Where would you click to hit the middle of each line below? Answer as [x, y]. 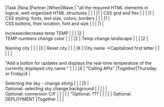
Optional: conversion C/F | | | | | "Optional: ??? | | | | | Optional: [68, 94]
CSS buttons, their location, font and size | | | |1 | [55, 23]
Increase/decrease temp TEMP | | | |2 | [45, 33]
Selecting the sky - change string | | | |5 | [47, 83]
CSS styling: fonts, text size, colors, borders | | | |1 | [57, 18]
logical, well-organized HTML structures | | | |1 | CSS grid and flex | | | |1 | [80, 13]
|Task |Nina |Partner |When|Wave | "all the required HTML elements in [77, 8]
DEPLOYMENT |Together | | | [35, 99]
